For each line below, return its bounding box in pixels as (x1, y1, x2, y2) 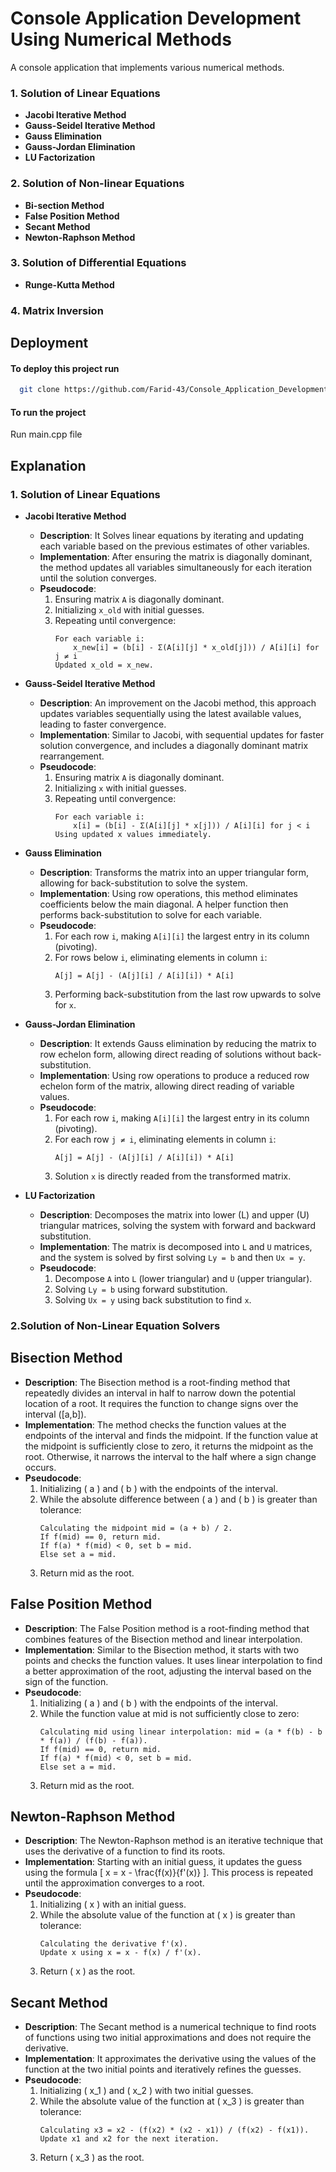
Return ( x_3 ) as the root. (39, 2152, 145, 2164)
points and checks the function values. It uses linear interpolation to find (24, 1654, 323, 1666)
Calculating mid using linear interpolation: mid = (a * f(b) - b (39, 1727, 323, 1737)
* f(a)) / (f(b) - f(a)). (39, 1735, 148, 1746)
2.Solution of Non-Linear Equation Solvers (10, 1319, 221, 1333)
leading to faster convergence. (39, 718, 167, 731)
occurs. (24, 1461, 57, 1473)
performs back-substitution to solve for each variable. (39, 909, 263, 921)
